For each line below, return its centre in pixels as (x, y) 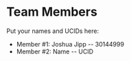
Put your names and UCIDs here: (53, 31)
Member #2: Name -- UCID (55, 51)
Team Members (52, 12)
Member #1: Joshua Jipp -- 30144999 (70, 44)
